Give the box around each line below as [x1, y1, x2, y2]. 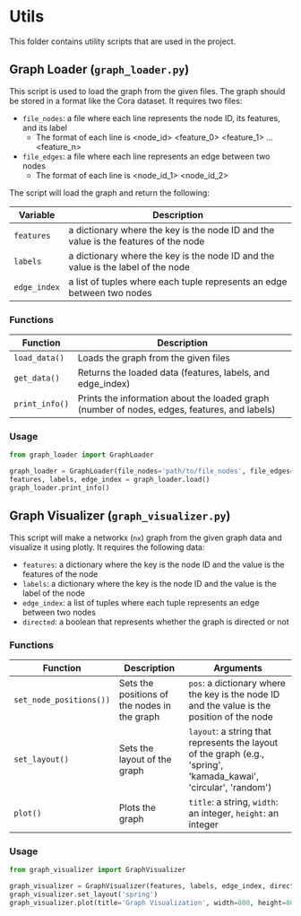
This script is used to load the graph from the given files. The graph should [9, 85, 286, 96]
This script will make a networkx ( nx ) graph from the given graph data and [9, 532, 282, 543]
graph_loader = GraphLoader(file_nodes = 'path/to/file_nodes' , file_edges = [9, 467, 295, 476]
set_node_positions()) [13, 694, 110, 705]
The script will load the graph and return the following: [9, 187, 211, 198]
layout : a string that [188, 725, 271, 737]
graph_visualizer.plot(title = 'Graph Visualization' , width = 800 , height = [9, 898, 287, 907]
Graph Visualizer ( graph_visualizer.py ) [9, 509, 231, 524]
